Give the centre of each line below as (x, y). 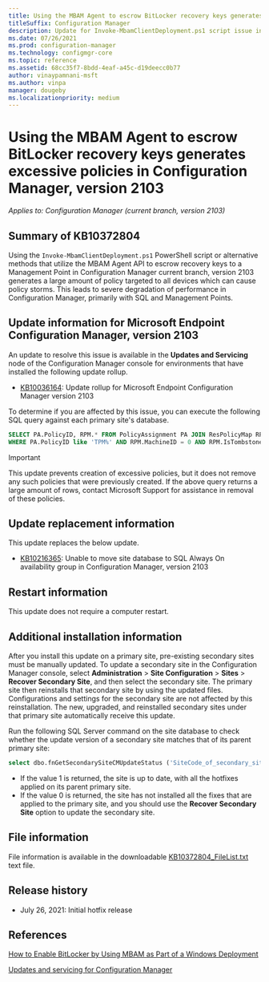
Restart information (58, 592)
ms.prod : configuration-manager (62, 46)
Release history (48, 891)
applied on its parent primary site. (75, 786)
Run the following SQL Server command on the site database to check (124, 731)
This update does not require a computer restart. (89, 612)
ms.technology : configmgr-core (60, 53)
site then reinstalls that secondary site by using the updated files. (116, 690)
